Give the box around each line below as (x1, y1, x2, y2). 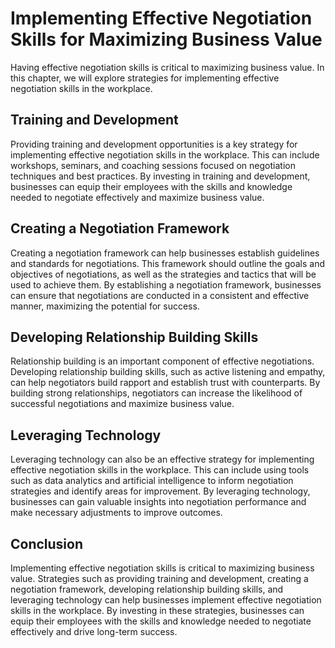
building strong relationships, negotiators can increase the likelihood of (10, 387, 303, 399)
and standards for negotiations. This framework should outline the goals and (10, 257, 326, 269)
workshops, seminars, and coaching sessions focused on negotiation (10, 159, 296, 171)
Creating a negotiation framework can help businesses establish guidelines (10, 247, 320, 259)
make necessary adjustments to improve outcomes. (10, 507, 223, 519)
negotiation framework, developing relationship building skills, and (10, 583, 284, 595)
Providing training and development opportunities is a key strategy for (10, 138, 298, 150)
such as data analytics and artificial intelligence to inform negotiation (10, 475, 294, 487)
